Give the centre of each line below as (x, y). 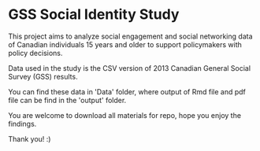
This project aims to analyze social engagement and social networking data (131, 36)
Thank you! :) (30, 138)
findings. (22, 123)
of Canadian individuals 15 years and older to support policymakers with (125, 44)
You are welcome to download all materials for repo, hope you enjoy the (125, 115)
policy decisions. (35, 53)
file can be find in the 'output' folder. (67, 100)
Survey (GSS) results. (43, 76)
